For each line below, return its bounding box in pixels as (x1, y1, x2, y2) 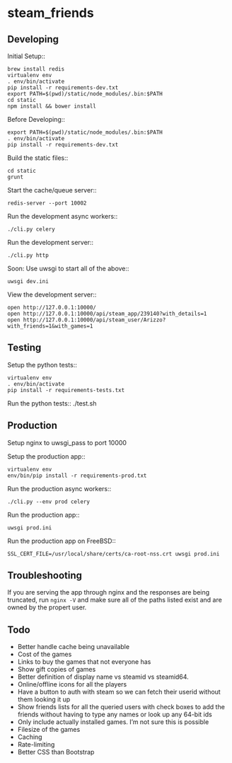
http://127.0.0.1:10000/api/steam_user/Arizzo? (23, 316, 166, 323)
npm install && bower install (7, 103, 97, 110)
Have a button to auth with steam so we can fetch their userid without (17, 688, 221, 696)
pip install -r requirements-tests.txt (7, 386, 125, 394)
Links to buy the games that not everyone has (17, 658, 151, 666)
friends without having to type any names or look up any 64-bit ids (17, 710, 212, 719)
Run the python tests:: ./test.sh (7, 398, 97, 408)
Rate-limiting (17, 740, 55, 749)
